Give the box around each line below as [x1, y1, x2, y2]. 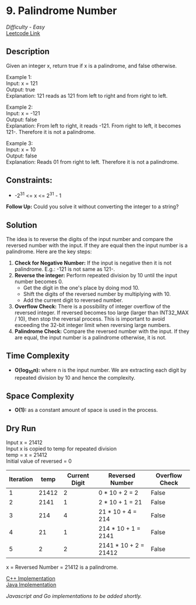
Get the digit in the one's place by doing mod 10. [23, 284, 140, 291]
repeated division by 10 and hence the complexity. [14, 374, 136, 381]
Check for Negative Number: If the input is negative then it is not [14, 259, 172, 267]
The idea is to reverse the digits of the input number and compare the [6, 236, 173, 243]
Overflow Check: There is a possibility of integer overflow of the [14, 303, 170, 310]
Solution [6, 220, 37, 230]
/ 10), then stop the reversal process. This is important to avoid [14, 315, 165, 322]
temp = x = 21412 [6, 452, 48, 459]
